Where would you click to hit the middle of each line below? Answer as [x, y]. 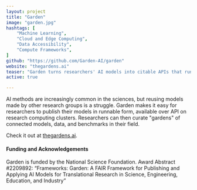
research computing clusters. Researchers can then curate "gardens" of [93, 118]
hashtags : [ [21, 28]
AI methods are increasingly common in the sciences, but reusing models [95, 99]
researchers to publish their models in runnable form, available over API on [96, 112]
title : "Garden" [26, 17]
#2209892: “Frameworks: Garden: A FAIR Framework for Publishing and [93, 168]
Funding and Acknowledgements [47, 149]
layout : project [26, 11]
